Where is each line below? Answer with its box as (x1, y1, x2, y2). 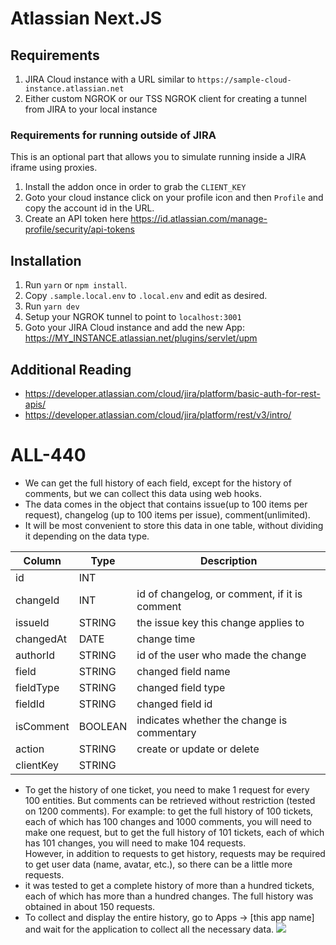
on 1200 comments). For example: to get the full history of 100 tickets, (24, 805, 314, 817)
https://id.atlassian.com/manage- (130, 213, 268, 225)
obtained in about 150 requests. (24, 900, 156, 912)
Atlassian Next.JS (10, 7, 162, 30)
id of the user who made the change (136, 648, 307, 662)
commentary (136, 725, 197, 739)
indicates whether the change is (136, 713, 288, 727)
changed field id (136, 697, 213, 711)
